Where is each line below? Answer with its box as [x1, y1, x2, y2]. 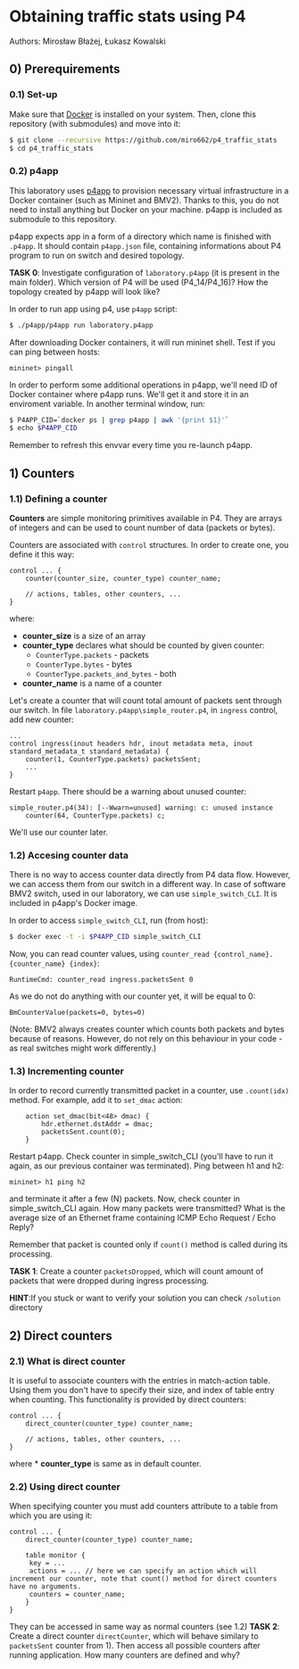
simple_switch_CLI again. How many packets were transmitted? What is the [9, 1203, 286, 1214]
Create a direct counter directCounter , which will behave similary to [9, 1631, 259, 1641]
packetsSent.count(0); [41, 1127, 126, 1137]
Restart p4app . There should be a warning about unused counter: [9, 785, 247, 796]
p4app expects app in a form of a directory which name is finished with [9, 230, 272, 242]
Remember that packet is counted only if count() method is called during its [9, 1239, 288, 1250]
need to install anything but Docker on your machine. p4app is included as [9, 203, 283, 215]
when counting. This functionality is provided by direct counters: [9, 1394, 247, 1405]
